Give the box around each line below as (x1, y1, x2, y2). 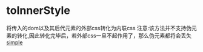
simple (6, 39, 23, 46)
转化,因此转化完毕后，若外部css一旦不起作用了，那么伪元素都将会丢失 (16, 31, 192, 39)
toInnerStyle (6, 4, 71, 18)
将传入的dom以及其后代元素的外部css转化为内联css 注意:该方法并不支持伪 (6, 24, 192, 31)
